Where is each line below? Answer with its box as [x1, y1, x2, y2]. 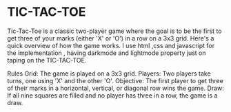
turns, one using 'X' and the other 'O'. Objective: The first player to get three [7, 76, 224, 85]
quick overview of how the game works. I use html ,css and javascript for [7, 41, 215, 49]
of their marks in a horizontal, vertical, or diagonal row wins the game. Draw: [7, 84, 224, 92]
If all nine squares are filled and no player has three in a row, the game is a [7, 91, 218, 100]
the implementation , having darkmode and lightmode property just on [7, 49, 206, 57]
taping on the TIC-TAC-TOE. [7, 56, 87, 64]
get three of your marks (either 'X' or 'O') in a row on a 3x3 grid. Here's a [7, 34, 214, 42]
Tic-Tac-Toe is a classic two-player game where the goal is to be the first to [7, 27, 222, 35]
